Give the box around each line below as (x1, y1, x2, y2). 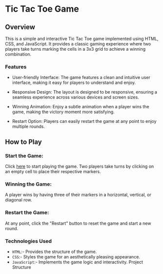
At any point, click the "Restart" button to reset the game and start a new (5, 220, 151, 226)
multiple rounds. (12, 123, 45, 130)
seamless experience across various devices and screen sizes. (12, 94, 139, 100)
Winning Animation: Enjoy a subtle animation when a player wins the (12, 104, 150, 110)
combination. (5, 51, 32, 57)
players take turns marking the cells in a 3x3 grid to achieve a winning (5, 46, 146, 52)
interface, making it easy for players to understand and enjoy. (12, 79, 136, 86)
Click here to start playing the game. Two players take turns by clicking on (5, 163, 154, 169)
